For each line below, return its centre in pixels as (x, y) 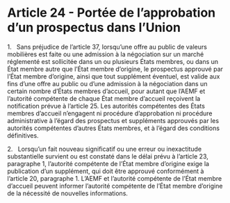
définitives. (23, 135)
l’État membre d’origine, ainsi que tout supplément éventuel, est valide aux (114, 76)
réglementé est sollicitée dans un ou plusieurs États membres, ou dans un (113, 61)
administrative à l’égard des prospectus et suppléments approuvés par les (113, 120)
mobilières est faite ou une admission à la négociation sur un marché (106, 54)
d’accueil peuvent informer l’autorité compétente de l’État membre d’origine (115, 186)
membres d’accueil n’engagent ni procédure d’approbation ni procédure (110, 113)
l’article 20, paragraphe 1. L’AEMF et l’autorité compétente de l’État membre (115, 178)
